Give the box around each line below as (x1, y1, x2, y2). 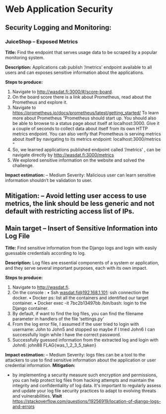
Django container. (12, 305, 49, 311)
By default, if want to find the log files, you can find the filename (12, 311, 144, 317)
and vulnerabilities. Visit (12, 393, 62, 399)
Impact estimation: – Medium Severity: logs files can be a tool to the (5, 352, 145, 358)
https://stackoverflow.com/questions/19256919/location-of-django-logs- (12, 398, 161, 405)
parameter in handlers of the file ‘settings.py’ (12, 316, 104, 322)
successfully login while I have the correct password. (12, 332, 121, 338)
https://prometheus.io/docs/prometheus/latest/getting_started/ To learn (12, 110, 159, 116)
